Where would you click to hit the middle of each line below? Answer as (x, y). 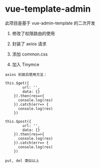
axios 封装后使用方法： (26, 75)
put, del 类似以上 (22, 161)
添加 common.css (30, 54)
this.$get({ (17, 83)
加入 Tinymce (26, 64)
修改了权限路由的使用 (33, 33)
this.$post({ (18, 121)
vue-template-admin (48, 9)
